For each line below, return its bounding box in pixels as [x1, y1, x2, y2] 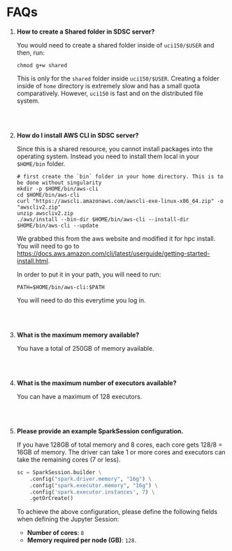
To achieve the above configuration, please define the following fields [16, 508, 218, 516]
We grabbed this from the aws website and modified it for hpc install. [16, 234, 216, 242]
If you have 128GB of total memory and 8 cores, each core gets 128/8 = [16, 440, 223, 449]
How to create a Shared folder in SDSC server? [16, 27, 155, 36]
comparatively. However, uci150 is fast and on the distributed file [16, 89, 203, 97]
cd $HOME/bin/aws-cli [16, 191, 80, 198]
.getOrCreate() [29, 495, 74, 502]
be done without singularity [16, 179, 102, 186]
